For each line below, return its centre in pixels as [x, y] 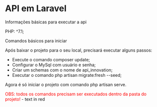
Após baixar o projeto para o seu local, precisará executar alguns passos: [78, 50]
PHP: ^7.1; [15, 31]
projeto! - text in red [25, 99]
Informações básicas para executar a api [46, 22]
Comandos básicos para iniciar [36, 41]
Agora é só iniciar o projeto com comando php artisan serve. [66, 84]
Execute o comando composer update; [51, 59]
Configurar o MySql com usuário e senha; [54, 65]
